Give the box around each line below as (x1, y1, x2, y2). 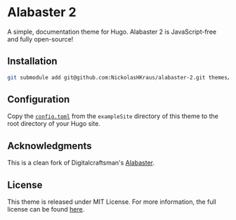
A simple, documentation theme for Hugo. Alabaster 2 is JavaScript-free (7, 27, 216, 36)
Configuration (7, 93, 70, 105)
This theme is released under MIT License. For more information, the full (7, 198, 216, 206)
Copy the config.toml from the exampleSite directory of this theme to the (7, 112, 219, 120)
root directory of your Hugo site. (7, 119, 100, 128)
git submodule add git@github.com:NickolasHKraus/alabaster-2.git (7, 74, 206, 81)
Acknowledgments (7, 140, 93, 152)
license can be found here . (7, 205, 85, 214)
